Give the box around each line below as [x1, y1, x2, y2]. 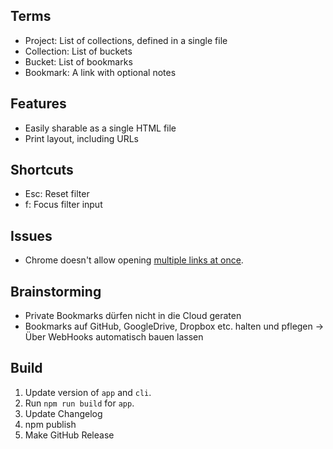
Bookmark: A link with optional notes [24, 66, 177, 78]
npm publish [24, 418, 77, 430]
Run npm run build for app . [24, 397, 135, 409]
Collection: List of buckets [24, 45, 133, 57]
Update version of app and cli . [24, 386, 152, 398]
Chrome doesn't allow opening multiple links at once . [24, 254, 244, 266]
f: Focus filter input [24, 199, 103, 211]
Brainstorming [10, 283, 102, 300]
